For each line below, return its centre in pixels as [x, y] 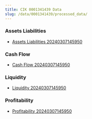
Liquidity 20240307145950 [39, 88]
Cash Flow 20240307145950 [41, 65]
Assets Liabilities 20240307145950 [47, 41]
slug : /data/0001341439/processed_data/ [46, 14]
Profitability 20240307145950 [42, 111]
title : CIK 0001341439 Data [33, 9]
